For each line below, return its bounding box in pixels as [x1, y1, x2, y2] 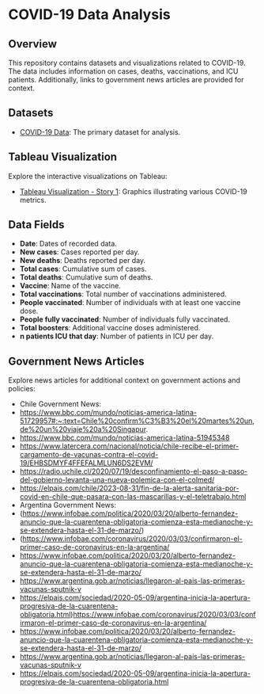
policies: [8, 384, 36, 394]
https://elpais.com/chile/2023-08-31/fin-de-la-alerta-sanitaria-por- [19, 483, 239, 493]
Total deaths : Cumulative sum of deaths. [19, 273, 153, 282]
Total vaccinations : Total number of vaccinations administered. [19, 289, 227, 299]
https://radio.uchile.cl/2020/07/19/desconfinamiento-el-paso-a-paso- [19, 467, 248, 476]
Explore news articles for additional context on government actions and [8, 376, 241, 385]
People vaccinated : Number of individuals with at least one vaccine [19, 298, 241, 307]
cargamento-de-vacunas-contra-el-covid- [19, 450, 159, 459]
